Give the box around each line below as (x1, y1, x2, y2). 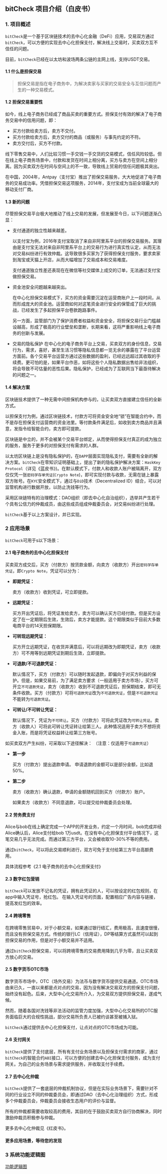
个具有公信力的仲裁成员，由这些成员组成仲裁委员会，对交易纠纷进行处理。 (5, 501, 158, 507)
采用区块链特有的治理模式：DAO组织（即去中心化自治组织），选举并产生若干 (5, 494, 161, 500)
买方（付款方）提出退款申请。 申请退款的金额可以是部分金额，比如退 (12, 761, 153, 767)
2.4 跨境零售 (5, 913, 31, 919)
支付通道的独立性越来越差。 (12, 228, 70, 234)
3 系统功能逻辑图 (5, 1151, 46, 1158)
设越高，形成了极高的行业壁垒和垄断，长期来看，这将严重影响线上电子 (12, 324, 157, 330)
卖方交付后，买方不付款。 (12, 140, 65, 146)
